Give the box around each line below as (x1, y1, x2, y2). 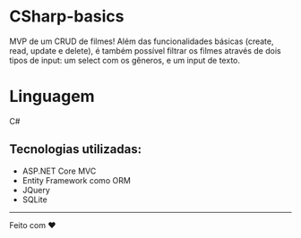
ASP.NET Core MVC (21, 166, 97, 176)
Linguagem (9, 87, 96, 106)
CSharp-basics (9, 6, 125, 27)
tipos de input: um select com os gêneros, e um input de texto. (9, 55, 240, 65)
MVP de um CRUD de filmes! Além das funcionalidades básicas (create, (9, 36, 275, 47)
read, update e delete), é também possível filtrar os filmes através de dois (9, 45, 281, 55)
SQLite (21, 194, 47, 205)
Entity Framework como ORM (21, 174, 132, 185)
